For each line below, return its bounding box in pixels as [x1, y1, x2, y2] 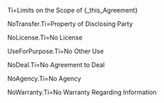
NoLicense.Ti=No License [7, 33, 83, 42]
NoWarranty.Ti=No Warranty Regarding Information [7, 88, 157, 96]
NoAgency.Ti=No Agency [7, 74, 81, 83]
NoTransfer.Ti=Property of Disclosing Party [7, 20, 133, 28]
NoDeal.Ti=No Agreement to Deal [7, 61, 105, 69]
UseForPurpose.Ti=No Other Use [7, 47, 104, 55]
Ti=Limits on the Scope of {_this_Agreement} [7, 6, 138, 14]
